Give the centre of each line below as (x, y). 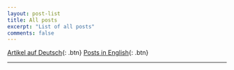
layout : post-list (34, 14)
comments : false (31, 33)
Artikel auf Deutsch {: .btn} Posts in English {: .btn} (78, 53)
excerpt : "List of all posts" (51, 26)
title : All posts (32, 20)
